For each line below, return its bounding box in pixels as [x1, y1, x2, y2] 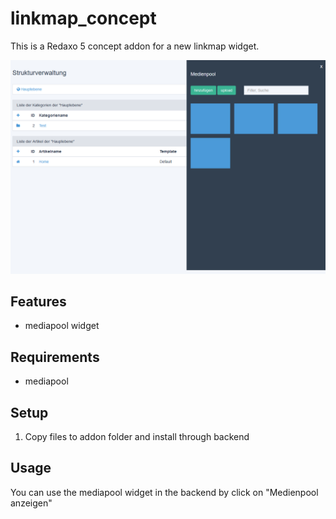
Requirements [10, 348, 100, 366]
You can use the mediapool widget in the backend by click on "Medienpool [10, 486, 319, 498]
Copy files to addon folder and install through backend [24, 430, 250, 442]
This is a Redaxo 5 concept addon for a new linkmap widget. [10, 40, 260, 52]
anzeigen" [10, 497, 53, 509]
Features [10, 293, 67, 310]
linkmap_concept [10, 7, 157, 30]
